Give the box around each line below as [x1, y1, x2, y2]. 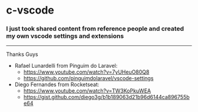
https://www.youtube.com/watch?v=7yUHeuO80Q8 [23, 68, 150, 75]
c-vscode [6, 4, 55, 17]
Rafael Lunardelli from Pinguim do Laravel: [14, 62, 118, 70]
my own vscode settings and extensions [6, 32, 124, 40]
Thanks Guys [6, 51, 38, 58]
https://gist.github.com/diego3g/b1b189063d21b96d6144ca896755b [23, 94, 190, 101]
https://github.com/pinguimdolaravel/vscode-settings [23, 75, 154, 82]
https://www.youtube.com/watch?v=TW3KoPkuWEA [23, 87, 151, 94]
